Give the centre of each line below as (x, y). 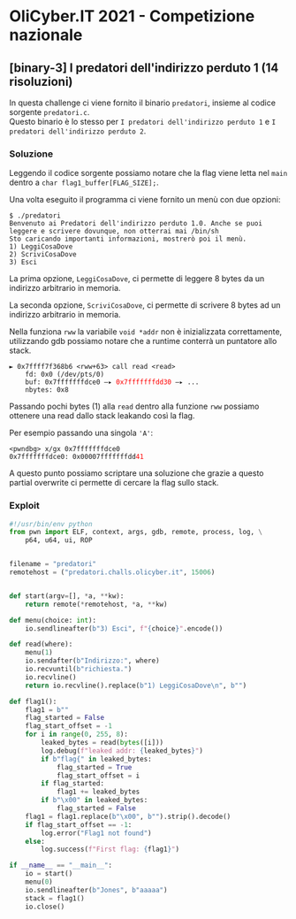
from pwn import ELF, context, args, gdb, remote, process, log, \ (136, 532)
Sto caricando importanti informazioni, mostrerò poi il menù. (128, 239)
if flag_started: (72, 784)
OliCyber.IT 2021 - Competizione (132, 16)
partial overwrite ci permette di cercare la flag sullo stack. (114, 483)
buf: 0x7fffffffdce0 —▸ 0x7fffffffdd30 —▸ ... (112, 382)
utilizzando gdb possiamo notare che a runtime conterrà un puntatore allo (143, 341)
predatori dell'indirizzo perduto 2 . (78, 131)
